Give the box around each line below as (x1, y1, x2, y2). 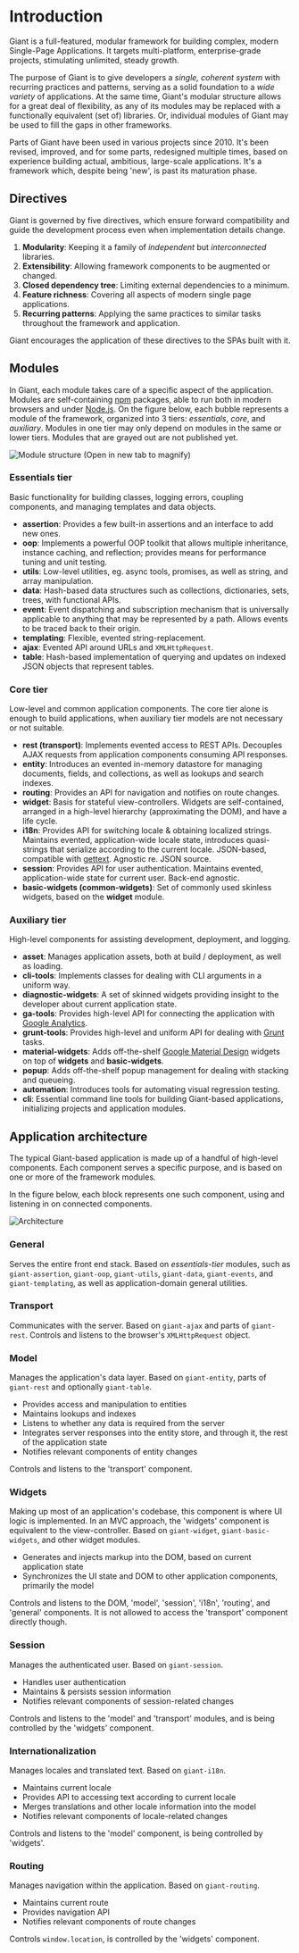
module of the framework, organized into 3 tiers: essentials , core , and (9, 413, 266, 423)
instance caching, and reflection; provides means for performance (21, 547, 267, 557)
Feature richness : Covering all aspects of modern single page (21, 288, 252, 300)
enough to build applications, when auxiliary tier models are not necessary (9, 713, 284, 724)
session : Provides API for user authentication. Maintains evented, (21, 864, 263, 874)
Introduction (9, 6, 104, 27)
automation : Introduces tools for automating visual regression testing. (21, 1084, 280, 1095)
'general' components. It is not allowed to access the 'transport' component (9, 1607, 288, 1618)
